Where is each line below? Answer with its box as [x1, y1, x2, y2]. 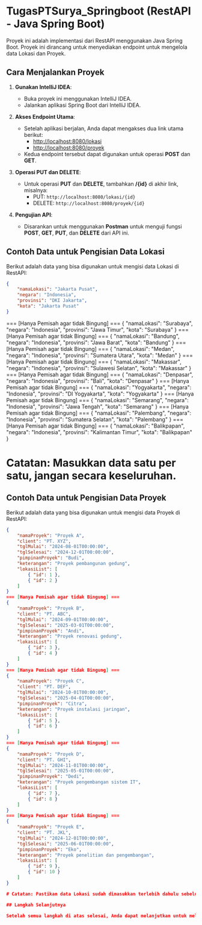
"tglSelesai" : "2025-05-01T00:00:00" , [17, 768, 114, 774]
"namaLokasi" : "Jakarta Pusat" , [17, 286, 98, 292]
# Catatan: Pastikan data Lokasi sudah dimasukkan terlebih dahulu [6, 891, 179, 897]
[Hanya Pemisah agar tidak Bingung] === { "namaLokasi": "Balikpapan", [6, 422, 185, 429]
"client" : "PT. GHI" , [17, 757, 71, 763]
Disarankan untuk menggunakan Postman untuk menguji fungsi [23, 223, 182, 230]
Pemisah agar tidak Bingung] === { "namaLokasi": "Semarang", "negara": [6, 396, 189, 403]
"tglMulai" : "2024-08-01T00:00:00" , [17, 544, 109, 550]
